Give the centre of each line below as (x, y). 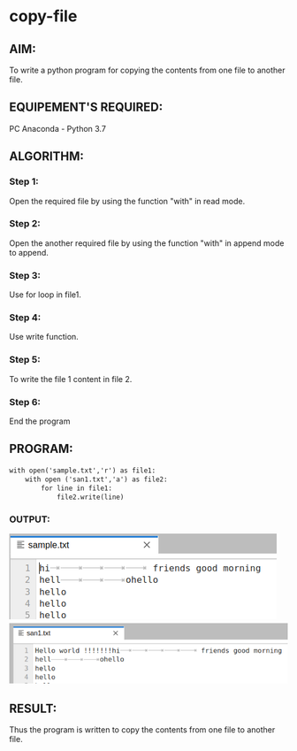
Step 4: (25, 318)
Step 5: (25, 360)
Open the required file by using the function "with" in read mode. (127, 201)
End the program (40, 421)
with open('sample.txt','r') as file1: (83, 471)
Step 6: (25, 402)
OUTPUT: (30, 519)
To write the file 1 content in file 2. (71, 379)
